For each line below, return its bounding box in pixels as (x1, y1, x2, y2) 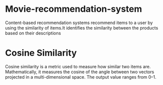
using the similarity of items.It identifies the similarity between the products (5, 25, 159, 30)
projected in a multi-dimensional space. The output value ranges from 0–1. (5, 74, 157, 80)
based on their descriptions (5, 30, 61, 36)
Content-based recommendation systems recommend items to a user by (5, 20, 153, 26)
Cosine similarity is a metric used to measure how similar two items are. (5, 63, 151, 69)
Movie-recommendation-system (5, 3, 142, 15)
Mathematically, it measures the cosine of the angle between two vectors (5, 69, 155, 75)
